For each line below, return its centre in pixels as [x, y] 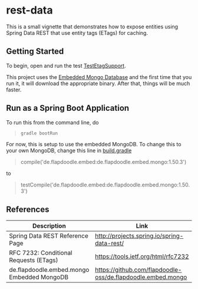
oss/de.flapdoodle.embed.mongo [141, 277]
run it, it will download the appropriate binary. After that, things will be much [98, 83]
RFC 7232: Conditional [41, 253]
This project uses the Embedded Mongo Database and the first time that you [99, 77]
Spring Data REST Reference [49, 236]
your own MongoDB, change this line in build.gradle [69, 150]
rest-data [29, 10]
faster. [14, 90]
